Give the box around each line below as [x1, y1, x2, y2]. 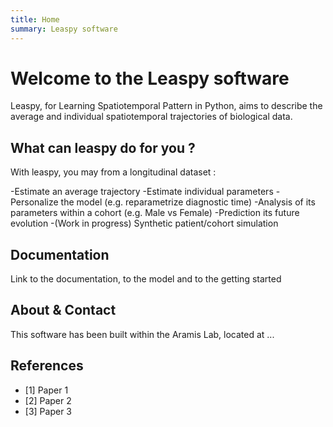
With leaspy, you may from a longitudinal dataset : [10, 166, 217, 178]
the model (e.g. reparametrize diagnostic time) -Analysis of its [60, 196, 316, 208]
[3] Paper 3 [24, 405, 72, 417]
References [10, 357, 84, 375]
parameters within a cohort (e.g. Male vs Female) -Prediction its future [10, 207, 300, 219]
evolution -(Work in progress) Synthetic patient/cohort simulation [10, 217, 279, 230]
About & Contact [10, 302, 117, 319]
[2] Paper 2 [24, 394, 72, 406]
